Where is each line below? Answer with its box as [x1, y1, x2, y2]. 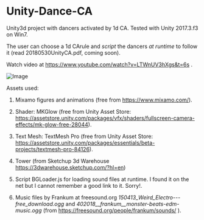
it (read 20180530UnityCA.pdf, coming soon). [6, 49, 121, 56]
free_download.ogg [15, 200, 65, 207]
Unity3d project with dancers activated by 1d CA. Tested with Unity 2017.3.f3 [6, 24, 199, 32]
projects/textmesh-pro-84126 [15, 145, 90, 153]
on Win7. [6, 30, 29, 38]
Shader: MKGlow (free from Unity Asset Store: [15, 108, 132, 115]
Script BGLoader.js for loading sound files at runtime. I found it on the [15, 175, 189, 183]
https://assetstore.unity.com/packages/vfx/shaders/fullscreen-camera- [15, 114, 195, 122]
